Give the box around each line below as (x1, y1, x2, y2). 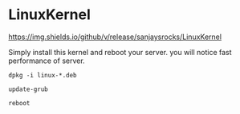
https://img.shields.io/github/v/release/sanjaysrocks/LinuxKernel (8, 32, 222, 41)
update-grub (8, 85, 48, 93)
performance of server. (8, 56, 86, 65)
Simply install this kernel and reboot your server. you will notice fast (8, 47, 232, 57)
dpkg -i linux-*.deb (8, 71, 78, 79)
